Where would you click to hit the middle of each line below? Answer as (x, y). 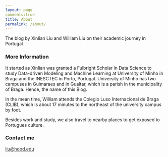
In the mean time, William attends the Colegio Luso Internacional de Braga (82, 99)
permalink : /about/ (26, 24)
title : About (19, 19)
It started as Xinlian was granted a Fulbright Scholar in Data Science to (78, 68)
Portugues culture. (24, 125)
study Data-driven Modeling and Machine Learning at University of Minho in (84, 73)
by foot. (13, 110)
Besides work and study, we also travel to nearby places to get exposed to (83, 120)
